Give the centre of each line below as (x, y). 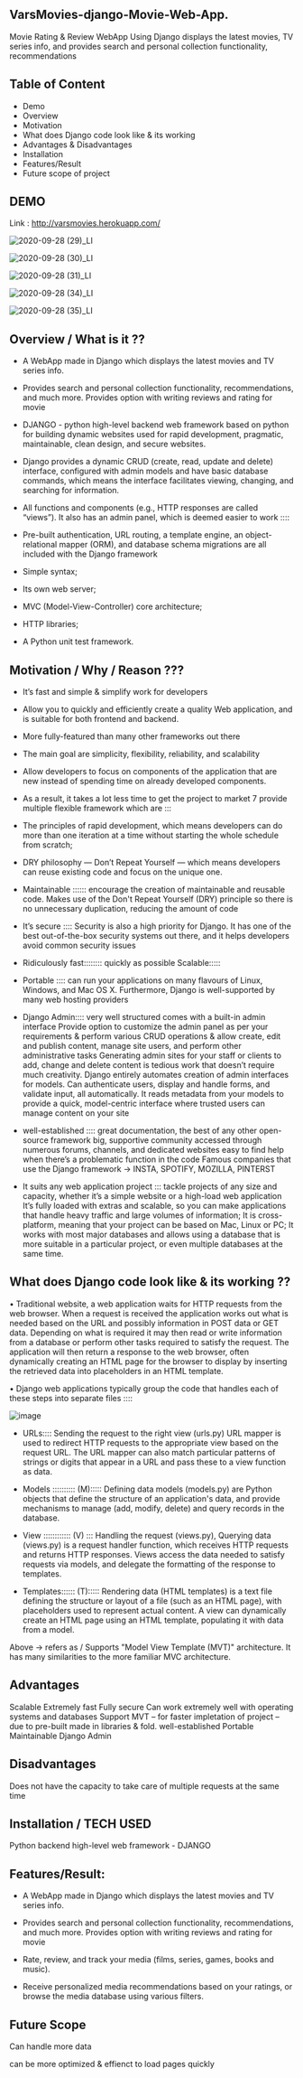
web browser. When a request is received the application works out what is (149, 1313)
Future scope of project (66, 173)
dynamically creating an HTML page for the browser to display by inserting (148, 1361)
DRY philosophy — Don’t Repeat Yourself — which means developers (151, 863)
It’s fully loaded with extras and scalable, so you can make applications (154, 1206)
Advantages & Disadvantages (77, 145)
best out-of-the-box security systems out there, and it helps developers (156, 936)
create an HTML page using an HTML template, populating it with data (153, 1620)
